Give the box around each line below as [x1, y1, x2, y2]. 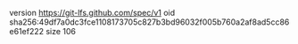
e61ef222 [9, 26, 45, 36]
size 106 [46, 26, 77, 36]
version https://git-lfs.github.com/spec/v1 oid [9, 8, 176, 18]
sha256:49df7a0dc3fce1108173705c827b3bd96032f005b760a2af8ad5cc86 [9, 17, 290, 27]
